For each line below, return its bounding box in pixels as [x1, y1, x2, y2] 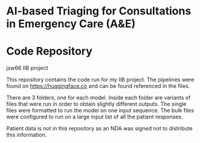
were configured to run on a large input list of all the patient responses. [6, 113, 183, 121]
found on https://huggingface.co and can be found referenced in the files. [6, 82, 190, 90]
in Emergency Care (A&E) [6, 17, 136, 31]
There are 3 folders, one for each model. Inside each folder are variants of [6, 94, 191, 102]
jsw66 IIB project [6, 64, 48, 71]
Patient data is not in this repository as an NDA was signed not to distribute [6, 125, 193, 132]
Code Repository [6, 44, 92, 58]
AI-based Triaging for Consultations [6, 4, 192, 18]
